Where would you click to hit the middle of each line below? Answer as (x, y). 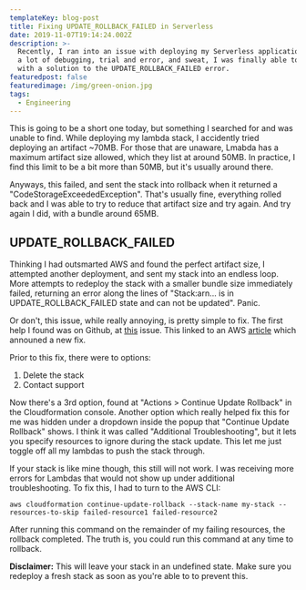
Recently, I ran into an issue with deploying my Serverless (136, 52)
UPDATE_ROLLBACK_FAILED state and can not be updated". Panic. (135, 303)
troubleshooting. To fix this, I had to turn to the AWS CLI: (115, 488)
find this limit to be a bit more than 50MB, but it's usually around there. (142, 167)
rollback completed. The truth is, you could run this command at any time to (152, 539)
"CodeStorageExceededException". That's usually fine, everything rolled (146, 194)
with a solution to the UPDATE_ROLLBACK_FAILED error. (124, 69)
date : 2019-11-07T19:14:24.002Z (71, 35)
